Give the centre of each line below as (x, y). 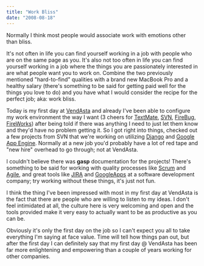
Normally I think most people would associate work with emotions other (96, 35)
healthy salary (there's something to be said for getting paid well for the (96, 85)
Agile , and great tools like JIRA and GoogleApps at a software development (100, 174)
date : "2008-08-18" (31, 18)
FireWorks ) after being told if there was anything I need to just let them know (102, 123)
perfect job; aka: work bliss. (41, 99)
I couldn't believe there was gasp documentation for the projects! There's (99, 161)
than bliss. (19, 41)
